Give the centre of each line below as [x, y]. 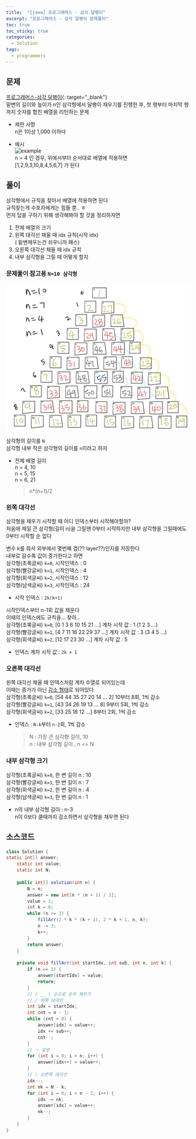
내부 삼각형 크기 [27, 761]
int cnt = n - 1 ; [48, 1013]
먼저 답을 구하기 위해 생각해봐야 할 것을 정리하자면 [63, 215]
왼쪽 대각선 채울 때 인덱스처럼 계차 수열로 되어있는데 [65, 683]
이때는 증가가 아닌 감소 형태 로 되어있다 [50, 690]
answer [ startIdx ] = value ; [70, 976]
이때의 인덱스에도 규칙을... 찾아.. [43, 617]
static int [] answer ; [33, 858]
